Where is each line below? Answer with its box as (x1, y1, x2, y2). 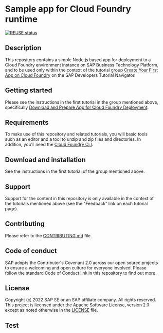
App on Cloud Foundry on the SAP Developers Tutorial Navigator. (5, 72, 136, 78)
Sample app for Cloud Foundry (5, 3, 131, 15)
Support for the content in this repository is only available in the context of (5, 196, 154, 201)
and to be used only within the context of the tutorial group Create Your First (5, 67, 158, 73)
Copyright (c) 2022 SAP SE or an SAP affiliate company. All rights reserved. (5, 297, 157, 303)
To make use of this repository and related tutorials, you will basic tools (5, 131, 148, 137)
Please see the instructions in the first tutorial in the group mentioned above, (5, 99, 159, 105)
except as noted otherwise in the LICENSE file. (5, 307, 98, 313)
